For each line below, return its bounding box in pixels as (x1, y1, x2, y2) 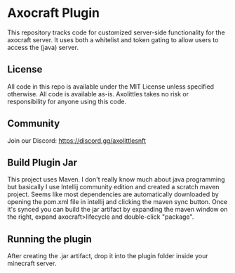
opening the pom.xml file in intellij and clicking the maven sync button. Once (7, 198, 228, 206)
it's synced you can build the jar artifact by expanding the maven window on (7, 205, 228, 214)
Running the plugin (7, 233, 93, 245)
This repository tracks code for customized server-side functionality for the (7, 28, 226, 37)
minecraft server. (7, 259, 57, 268)
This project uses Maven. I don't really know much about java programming (7, 175, 226, 184)
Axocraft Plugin (7, 5, 100, 21)
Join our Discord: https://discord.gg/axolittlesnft (7, 136, 146, 145)
